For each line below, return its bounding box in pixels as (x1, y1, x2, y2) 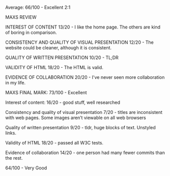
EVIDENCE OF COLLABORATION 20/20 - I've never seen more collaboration (5, 74, 165, 80)
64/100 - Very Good (5, 165, 47, 171)
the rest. (5, 155, 23, 161)
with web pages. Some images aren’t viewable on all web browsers (5, 114, 146, 121)
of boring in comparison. (5, 30, 57, 35)
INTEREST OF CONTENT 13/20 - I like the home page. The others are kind (5, 24, 161, 30)
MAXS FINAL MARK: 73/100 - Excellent (5, 90, 88, 96)
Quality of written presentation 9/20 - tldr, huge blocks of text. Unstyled (5, 125, 156, 130)
